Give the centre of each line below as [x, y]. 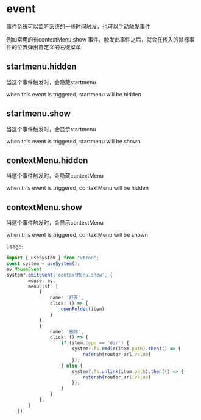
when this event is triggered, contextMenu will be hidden [78, 188]
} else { [72, 366]
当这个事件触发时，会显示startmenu [51, 129]
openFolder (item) [83, 309]
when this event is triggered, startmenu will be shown [73, 141]
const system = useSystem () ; [43, 264]
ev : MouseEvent [24, 269]
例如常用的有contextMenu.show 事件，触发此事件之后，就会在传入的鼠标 [98, 39]
